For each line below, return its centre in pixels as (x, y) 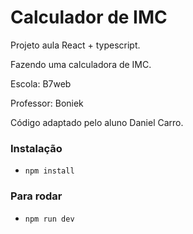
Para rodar (36, 196)
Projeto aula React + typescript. (75, 45)
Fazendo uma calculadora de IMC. (81, 64)
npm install (49, 171)
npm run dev (49, 219)
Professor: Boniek (47, 103)
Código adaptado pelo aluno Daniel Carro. (97, 122)
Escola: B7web (41, 83)
